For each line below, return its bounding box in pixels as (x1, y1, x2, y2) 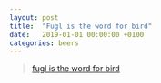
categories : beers (9, 38, 79, 48)
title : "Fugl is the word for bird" (9, 22, 153, 31)
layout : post (9, 13, 59, 23)
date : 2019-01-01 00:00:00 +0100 (9, 30, 145, 39)
